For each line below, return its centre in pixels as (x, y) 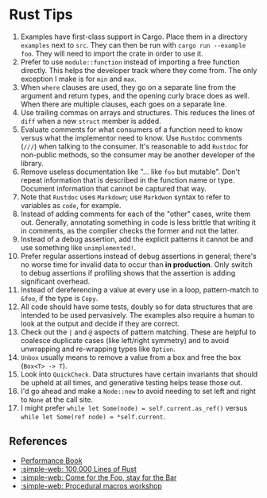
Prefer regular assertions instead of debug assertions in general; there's (138, 256)
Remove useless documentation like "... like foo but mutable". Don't (130, 172)
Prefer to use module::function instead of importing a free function (130, 62)
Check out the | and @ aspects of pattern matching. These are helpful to (138, 332)
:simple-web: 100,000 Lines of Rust (79, 469)
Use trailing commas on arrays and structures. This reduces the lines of (137, 112)
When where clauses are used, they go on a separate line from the (128, 87)
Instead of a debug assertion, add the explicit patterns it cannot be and (137, 239)
